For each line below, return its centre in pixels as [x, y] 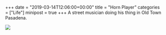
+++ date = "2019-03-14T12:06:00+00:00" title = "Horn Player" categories [82, 7]
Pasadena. [16, 18]
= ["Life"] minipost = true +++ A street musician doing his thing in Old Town [83, 12]
